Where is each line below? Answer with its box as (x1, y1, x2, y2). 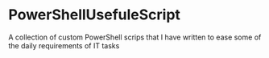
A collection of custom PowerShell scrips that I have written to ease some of (8, 32, 262, 42)
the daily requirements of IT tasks (8, 40, 120, 50)
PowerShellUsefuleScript (8, 6, 181, 24)
